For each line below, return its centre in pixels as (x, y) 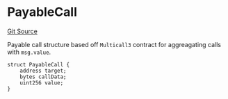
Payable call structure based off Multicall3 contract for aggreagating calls (114, 44)
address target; (43, 71)
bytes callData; (43, 77)
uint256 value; (42, 83)
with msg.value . (29, 52)
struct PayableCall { (39, 64)
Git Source (23, 31)
